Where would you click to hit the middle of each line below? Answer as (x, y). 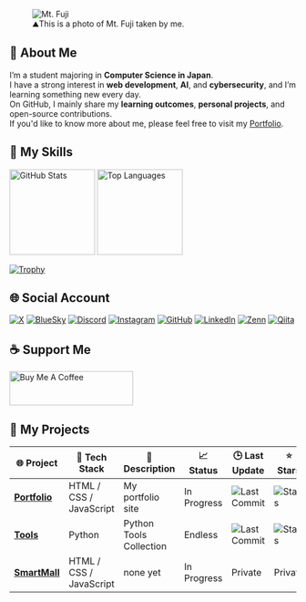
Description (149, 468)
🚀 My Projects (50, 429)
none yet (142, 573)
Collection (145, 546)
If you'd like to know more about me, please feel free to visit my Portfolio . (147, 123)
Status (204, 471)
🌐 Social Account (60, 298)
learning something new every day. (75, 94)
